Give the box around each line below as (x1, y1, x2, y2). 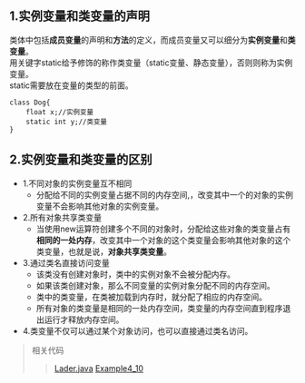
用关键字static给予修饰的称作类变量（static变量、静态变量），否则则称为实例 (9, 57, 293, 68)
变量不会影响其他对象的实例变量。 (35, 201, 164, 211)
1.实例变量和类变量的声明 (9, 8, 151, 25)
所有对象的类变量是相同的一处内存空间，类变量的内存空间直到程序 (35, 302, 283, 313)
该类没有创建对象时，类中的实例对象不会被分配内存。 (35, 269, 236, 280)
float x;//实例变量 (25, 107, 93, 116)
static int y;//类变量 (25, 117, 107, 126)
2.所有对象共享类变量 (22, 211, 103, 222)
